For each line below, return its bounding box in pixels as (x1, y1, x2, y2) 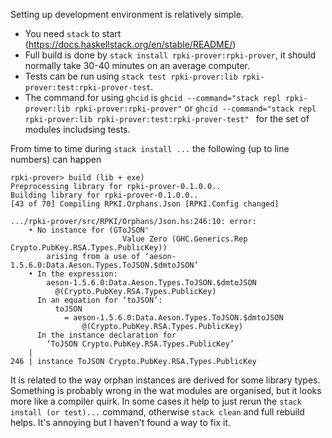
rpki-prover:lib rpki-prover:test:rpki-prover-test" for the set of (24, 113, 310, 124)
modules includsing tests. (24, 124, 131, 135)
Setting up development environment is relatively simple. (10, 9, 244, 20)
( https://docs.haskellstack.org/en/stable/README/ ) (24, 39, 237, 50)
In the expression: (36, 269, 118, 279)
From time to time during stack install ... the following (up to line (10, 143, 290, 154)
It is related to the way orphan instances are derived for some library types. (10, 374, 321, 386)
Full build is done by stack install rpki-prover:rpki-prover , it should (24, 49, 316, 61)
